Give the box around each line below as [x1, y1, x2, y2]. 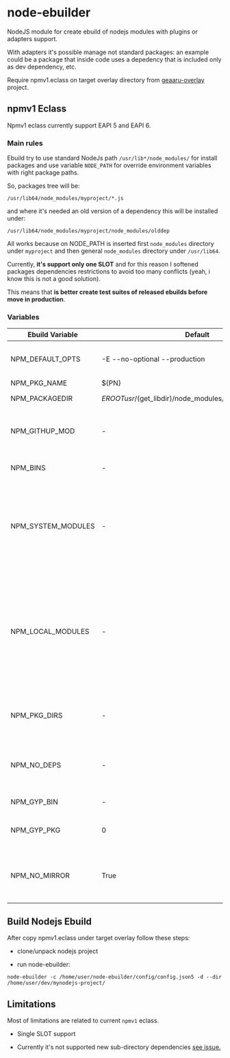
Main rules [7, 138, 43, 148]
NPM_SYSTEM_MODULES [10, 521, 95, 531]
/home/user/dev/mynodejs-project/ [7, 980, 106, 987]
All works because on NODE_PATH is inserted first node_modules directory [7, 240, 214, 248]
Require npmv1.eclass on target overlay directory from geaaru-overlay [7, 75, 205, 84]
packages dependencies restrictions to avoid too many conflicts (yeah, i [7, 267, 211, 275]
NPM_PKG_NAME [10, 378, 67, 388]
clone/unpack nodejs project [16, 947, 99, 955]
